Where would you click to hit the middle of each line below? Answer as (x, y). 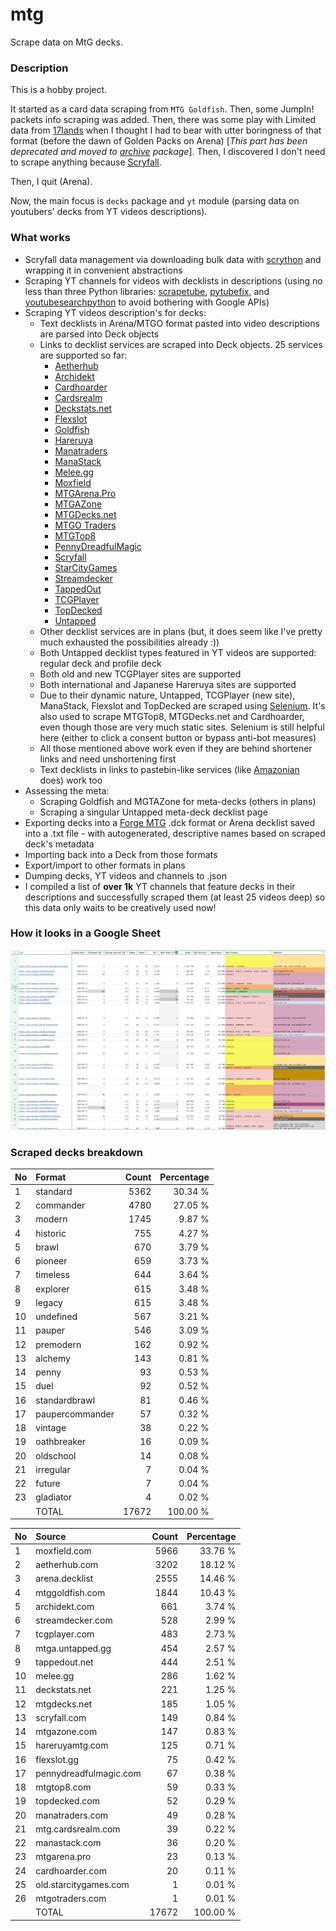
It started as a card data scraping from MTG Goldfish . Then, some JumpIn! (162, 109)
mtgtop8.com (63, 1787)
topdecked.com (67, 1801)
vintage (51, 1428)
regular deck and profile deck (100, 663)
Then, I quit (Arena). (51, 182)
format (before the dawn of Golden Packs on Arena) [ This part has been (159, 141)
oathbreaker (61, 1442)
